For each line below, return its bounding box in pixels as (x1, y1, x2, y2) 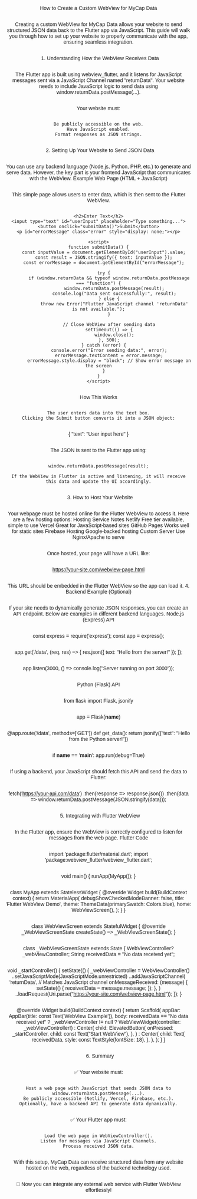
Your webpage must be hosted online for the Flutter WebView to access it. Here (8, 510, 189, 517)
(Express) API (83, 617, 114, 623)
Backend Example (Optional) (65, 588, 132, 595)
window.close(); (94, 332, 134, 338)
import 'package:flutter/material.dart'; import (48, 851, 149, 857)
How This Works (80, 394, 117, 400)
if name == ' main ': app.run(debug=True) (52, 752, 145, 759)
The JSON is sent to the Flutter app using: (50, 447, 147, 453)
